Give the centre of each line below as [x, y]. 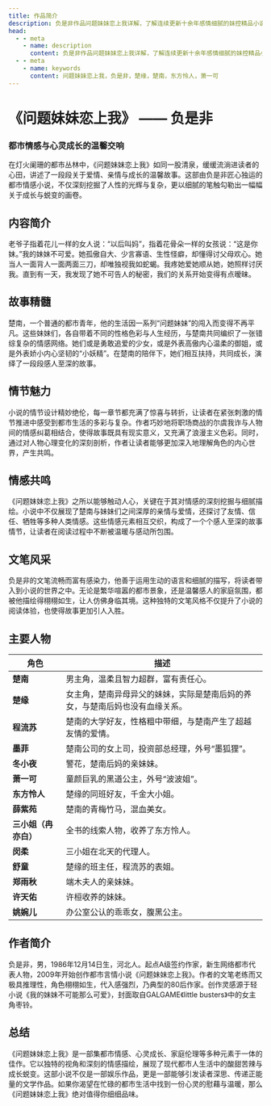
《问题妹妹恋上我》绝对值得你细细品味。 [75, 1094]
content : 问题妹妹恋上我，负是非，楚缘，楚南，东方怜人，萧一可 [124, 76]
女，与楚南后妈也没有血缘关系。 [126, 706]
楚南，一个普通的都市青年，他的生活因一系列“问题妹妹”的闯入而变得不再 [128, 323]
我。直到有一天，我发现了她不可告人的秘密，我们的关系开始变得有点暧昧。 [132, 274]
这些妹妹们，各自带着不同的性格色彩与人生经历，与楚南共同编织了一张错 [142, 333]
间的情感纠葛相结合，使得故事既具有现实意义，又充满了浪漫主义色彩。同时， [135, 432]
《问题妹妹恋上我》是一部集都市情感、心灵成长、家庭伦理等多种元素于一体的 [135, 1054]
